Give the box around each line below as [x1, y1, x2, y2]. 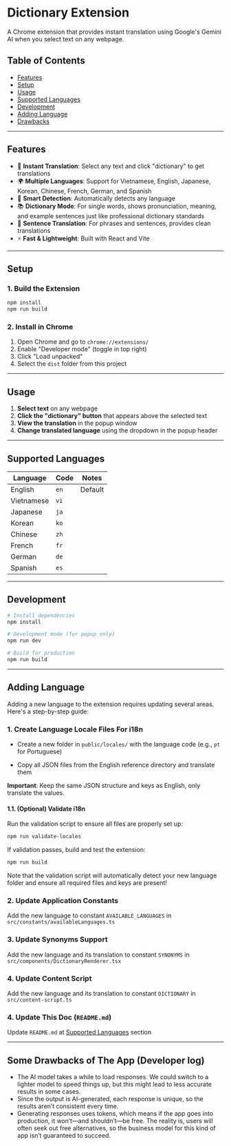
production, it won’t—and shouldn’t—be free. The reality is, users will [16, 1117, 213, 1125]
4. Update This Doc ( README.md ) [7, 1012, 112, 1022]
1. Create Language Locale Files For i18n [7, 725, 143, 734]
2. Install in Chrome [7, 322, 74, 331]
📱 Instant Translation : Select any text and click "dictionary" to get [16, 162, 205, 170]
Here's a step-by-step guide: [7, 707, 89, 716]
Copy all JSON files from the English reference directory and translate [16, 761, 215, 769]
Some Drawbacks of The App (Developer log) [7, 1054, 205, 1066]
